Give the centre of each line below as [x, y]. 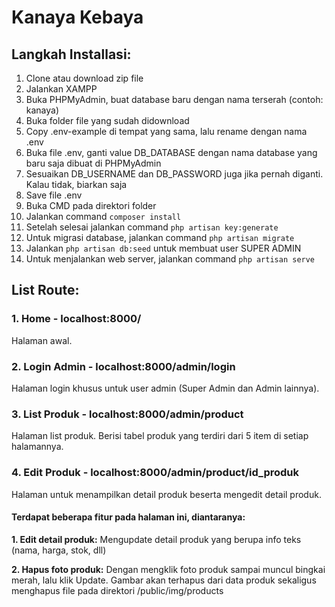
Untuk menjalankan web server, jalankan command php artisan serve [170, 259]
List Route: [45, 290]
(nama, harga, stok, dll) [59, 550]
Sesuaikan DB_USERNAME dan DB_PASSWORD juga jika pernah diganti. [174, 174]
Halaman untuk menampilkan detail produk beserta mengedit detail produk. [166, 494]
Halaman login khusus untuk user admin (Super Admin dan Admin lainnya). [165, 388]
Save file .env [54, 195]
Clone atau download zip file [84, 78]
